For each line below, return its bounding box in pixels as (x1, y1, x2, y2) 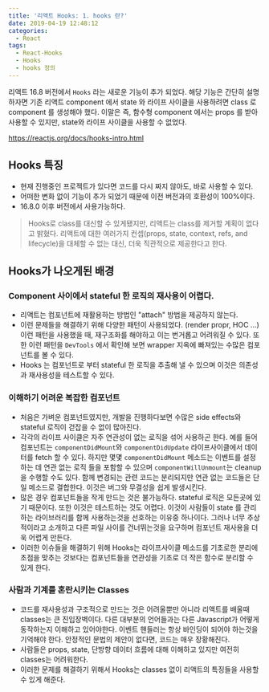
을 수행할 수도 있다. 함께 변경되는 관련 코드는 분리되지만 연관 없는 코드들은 (19, 472, 251, 482)
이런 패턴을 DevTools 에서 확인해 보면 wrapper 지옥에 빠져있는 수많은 (28, 340, 246, 350)
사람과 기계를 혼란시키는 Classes (8, 584, 130, 596)
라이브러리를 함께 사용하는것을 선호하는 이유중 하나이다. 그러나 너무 (35, 512, 246, 522)
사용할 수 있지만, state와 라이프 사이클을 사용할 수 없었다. (8, 117, 187, 127)
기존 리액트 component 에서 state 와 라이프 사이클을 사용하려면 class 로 (29, 97, 257, 107)
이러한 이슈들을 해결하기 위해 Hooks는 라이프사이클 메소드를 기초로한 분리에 (19, 543, 259, 552)
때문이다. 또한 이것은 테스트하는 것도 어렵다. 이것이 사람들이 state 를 (28, 503, 243, 512)
